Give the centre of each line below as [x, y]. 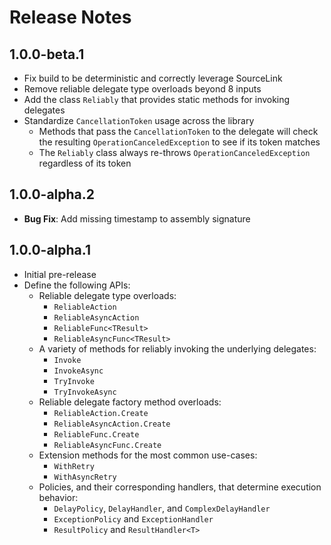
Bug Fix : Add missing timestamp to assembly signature [137, 218]
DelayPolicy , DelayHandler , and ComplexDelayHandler [162, 508]
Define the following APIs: [77, 285]
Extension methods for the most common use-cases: [148, 455]
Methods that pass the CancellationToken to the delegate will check [178, 131]
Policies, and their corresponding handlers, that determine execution [180, 487]
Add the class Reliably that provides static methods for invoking [157, 99]
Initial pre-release [60, 274]
